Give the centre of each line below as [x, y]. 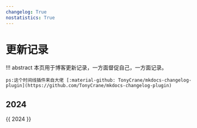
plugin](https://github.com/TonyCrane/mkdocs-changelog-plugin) [89, 86]
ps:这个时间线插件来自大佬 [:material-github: [61, 80]
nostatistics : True [30, 18]
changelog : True [26, 12]
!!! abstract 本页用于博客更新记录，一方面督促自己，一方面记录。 [87, 68]
